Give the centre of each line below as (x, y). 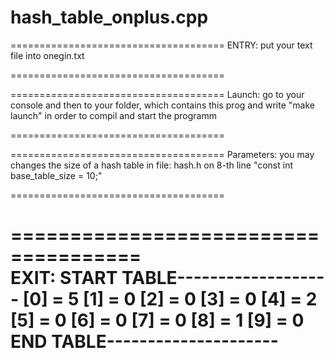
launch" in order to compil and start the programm (113, 115)
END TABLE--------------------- (144, 342)
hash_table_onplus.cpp (109, 17)
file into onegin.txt (47, 55)
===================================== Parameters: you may (162, 154)
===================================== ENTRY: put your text (161, 45)
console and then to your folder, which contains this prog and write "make (162, 105)
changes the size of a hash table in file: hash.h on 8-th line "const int (152, 165)
